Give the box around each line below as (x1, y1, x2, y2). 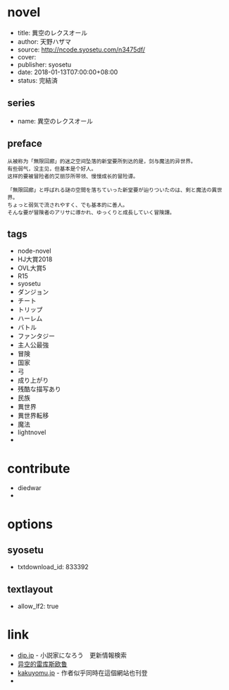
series (7, 97, 35, 109)
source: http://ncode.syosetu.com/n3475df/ (17, 45, 146, 54)
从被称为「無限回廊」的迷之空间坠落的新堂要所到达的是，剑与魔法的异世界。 (7, 157, 197, 165)
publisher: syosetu (17, 60, 72, 69)
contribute (7, 460, 70, 477)
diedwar (17, 484, 42, 492)
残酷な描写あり (17, 385, 61, 393)
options (7, 516, 53, 532)
